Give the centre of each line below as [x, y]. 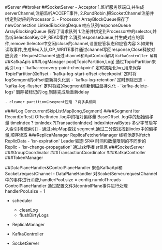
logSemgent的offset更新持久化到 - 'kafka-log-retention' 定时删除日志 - [75, 80]
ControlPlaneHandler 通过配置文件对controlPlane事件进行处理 [66, 186]
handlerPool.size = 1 [25, 191]
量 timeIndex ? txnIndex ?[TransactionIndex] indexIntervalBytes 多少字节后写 [81, 123]
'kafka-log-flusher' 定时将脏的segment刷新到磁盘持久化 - [62, 86]
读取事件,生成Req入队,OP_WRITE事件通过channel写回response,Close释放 [78, 49]
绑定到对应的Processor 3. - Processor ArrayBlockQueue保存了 [67, 19]
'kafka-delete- [134, 86]
